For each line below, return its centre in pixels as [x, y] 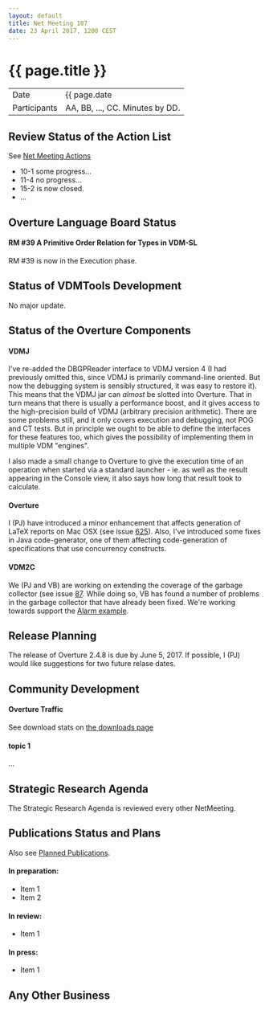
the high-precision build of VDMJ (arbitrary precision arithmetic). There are [132, 411]
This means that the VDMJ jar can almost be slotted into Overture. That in [130, 395]
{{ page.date [89, 95]
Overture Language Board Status [92, 222]
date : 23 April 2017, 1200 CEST [62, 31]
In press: [23, 952]
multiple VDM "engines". [49, 446]
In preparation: [34, 871]
